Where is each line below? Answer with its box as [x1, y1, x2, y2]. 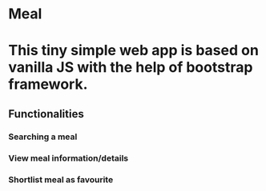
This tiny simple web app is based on [8, 42, 259, 60]
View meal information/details [8, 153, 129, 164]
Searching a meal [8, 131, 78, 142]
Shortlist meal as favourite [8, 173, 114, 185]
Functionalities [8, 107, 84, 121]
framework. [8, 75, 88, 94]
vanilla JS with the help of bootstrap [8, 58, 253, 77]
